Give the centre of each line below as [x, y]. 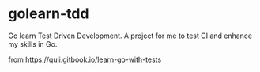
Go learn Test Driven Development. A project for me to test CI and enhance [130, 36]
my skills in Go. [33, 44]
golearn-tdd [49, 14]
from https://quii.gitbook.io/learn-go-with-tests [85, 59]
